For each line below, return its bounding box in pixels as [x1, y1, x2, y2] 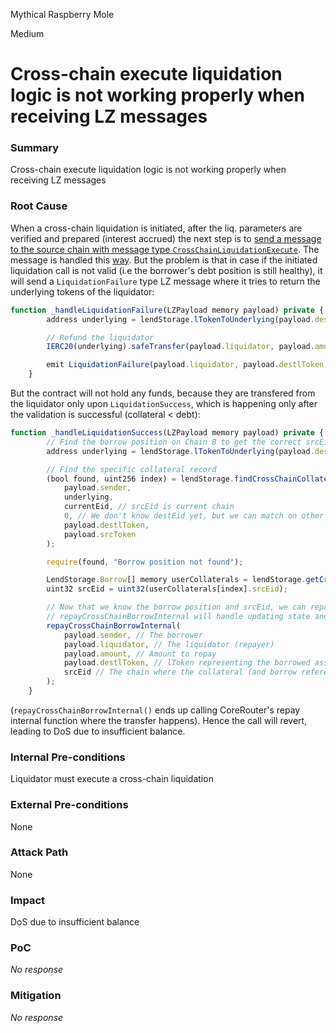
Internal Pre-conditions [10, 750, 126, 764]
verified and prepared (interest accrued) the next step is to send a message [10, 232, 322, 244]
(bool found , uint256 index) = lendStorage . [46, 474, 235, 484]
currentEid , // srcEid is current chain [63, 502, 235, 512]
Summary [10, 141, 60, 155]
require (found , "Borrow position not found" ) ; [46, 557, 244, 567]
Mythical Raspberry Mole [10, 9, 115, 20]
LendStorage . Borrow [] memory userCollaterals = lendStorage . [46, 575, 307, 585]
